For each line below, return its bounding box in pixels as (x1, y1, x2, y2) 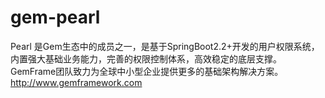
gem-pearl (10, 6, 101, 29)
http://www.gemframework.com (10, 76, 143, 88)
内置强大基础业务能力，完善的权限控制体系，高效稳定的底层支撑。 (10, 52, 282, 65)
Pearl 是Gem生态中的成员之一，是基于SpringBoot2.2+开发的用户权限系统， (10, 40, 320, 52)
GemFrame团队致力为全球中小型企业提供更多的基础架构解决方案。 (10, 65, 284, 77)
